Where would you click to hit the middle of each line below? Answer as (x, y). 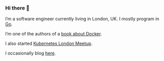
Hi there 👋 (18, 8)
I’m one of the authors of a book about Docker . (54, 34)
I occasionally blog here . (31, 53)
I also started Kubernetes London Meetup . (49, 43)
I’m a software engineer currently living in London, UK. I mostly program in (82, 19)
